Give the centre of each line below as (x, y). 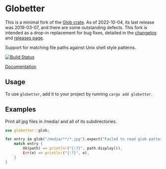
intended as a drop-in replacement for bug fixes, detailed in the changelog (81, 33)
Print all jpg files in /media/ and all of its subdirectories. (61, 121)
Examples (21, 110)
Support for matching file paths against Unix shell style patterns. (71, 47)
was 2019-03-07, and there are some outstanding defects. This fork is (76, 27)
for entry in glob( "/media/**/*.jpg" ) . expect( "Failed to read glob (76, 139)
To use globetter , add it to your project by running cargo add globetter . (79, 94)
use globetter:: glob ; (27, 130)
